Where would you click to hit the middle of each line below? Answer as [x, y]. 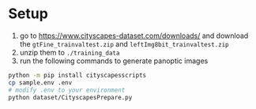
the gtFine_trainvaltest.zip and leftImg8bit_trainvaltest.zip [124, 43]
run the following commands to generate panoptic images [114, 61]
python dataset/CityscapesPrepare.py [70, 97]
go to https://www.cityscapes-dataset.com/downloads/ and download [134, 36]
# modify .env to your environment [67, 90]
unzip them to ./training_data [70, 52]
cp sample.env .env [40, 83]
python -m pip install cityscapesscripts [77, 75]
